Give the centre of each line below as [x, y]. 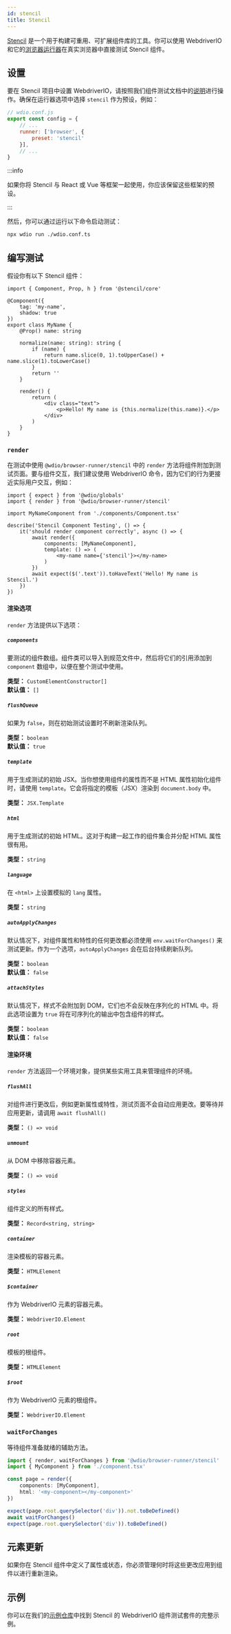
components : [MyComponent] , [59, 1486]
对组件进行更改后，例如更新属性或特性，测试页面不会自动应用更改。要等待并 [115, 1104]
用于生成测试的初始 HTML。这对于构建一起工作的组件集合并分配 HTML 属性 [114, 836]
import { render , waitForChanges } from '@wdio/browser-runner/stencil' [113, 1460]
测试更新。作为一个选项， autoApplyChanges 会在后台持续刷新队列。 [102, 949]
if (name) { [49, 349]
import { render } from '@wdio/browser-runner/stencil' [89, 502]
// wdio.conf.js [30, 112]
